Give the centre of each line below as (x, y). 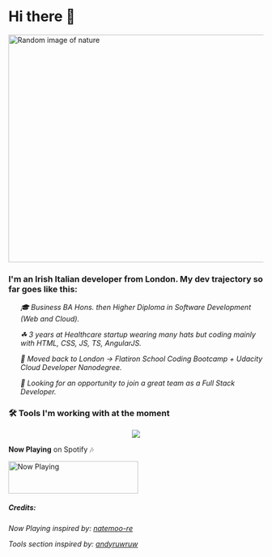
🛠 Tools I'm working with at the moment (89, 414)
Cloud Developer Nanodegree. (71, 368)
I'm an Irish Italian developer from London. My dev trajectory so (136, 278)
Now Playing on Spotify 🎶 (51, 449)
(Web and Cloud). (49, 319)
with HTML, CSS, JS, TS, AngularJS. (81, 343)
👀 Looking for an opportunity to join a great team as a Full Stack (127, 383)
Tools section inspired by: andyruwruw (73, 544)
